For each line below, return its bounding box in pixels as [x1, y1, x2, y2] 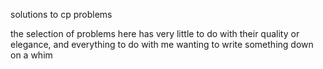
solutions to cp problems [10, 9, 113, 20]
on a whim [10, 49, 53, 61]
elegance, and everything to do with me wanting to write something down [10, 39, 314, 50]
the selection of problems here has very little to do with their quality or [10, 28, 300, 39]
